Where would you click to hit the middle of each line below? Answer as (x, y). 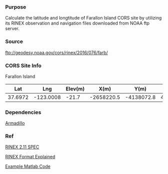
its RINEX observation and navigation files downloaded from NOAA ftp (77, 23)
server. (12, 29)
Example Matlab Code (28, 166)
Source (14, 42)
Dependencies (23, 112)
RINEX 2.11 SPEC (22, 147)
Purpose (16, 7)
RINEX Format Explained (30, 157)
